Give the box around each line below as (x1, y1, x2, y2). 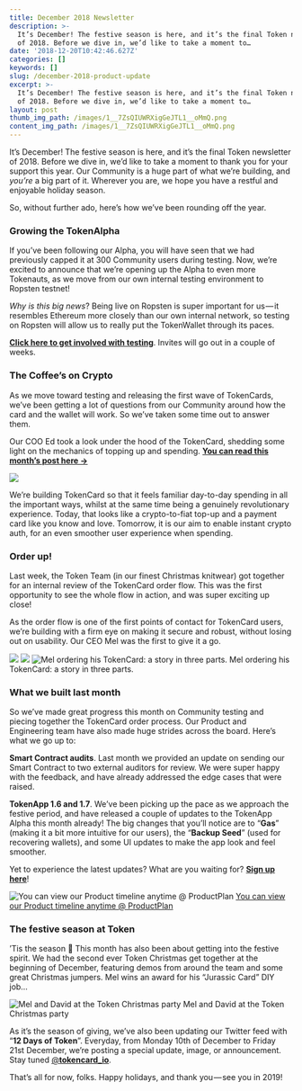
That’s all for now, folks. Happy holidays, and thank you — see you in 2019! (9, 1072, 283, 1083)
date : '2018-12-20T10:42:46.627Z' (9, 47, 139, 56)
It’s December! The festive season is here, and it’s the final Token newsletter (9, 147, 292, 157)
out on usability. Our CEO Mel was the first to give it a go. (9, 635, 222, 646)
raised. (9, 782, 35, 792)
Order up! (9, 550, 52, 562)
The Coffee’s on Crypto (9, 370, 114, 382)
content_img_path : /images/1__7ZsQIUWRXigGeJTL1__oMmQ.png (9, 122, 235, 131)
